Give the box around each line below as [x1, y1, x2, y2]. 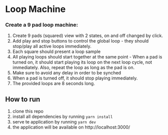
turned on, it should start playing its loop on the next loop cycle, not [12, 59, 152, 65]
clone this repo [12, 108, 44, 114]
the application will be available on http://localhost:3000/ [12, 124, 130, 130]
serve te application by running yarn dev [12, 119, 96, 125]
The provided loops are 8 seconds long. [12, 80, 95, 86]
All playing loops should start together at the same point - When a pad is [12, 54, 162, 60]
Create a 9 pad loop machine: [5, 21, 78, 28]
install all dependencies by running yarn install [12, 113, 113, 119]
